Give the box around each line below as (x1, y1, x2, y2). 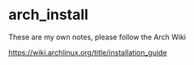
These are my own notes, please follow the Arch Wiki (8, 32, 187, 42)
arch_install (8, 6, 89, 24)
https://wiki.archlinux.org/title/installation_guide (8, 47, 168, 57)
